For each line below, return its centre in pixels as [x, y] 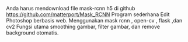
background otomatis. [32, 33]
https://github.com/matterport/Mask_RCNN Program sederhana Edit [88, 14]
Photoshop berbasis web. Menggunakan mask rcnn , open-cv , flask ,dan [94, 20]
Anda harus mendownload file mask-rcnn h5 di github [71, 8]
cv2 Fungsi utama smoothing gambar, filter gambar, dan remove [83, 26]
